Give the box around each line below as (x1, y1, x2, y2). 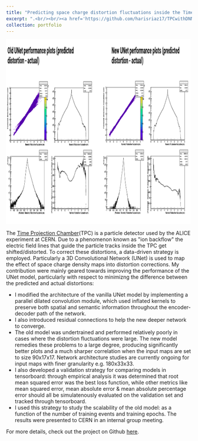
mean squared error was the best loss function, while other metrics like (14, 379, 188, 386)
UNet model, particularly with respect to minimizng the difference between (6, 273, 187, 280)
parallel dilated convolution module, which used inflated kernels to (14, 298, 176, 305)
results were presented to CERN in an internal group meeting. (14, 417, 164, 424)
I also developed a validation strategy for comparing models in (14, 367, 167, 374)
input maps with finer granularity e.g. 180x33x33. (14, 360, 134, 367)
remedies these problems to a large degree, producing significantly (14, 341, 179, 348)
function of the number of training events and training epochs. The (14, 410, 177, 417)
